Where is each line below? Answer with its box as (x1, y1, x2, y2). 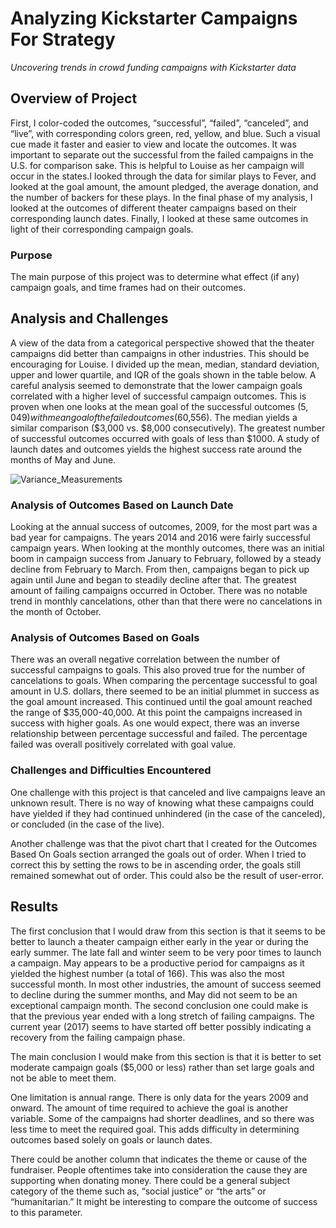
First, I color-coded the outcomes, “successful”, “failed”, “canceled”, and (10, 117, 309, 129)
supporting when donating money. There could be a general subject (10, 1174, 291, 1186)
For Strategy (10, 28, 116, 51)
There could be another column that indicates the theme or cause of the (10, 1153, 308, 1165)
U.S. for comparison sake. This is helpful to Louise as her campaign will (10, 159, 305, 171)
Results (10, 898, 59, 916)
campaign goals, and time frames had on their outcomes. (10, 282, 247, 294)
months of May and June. (10, 453, 117, 466)
